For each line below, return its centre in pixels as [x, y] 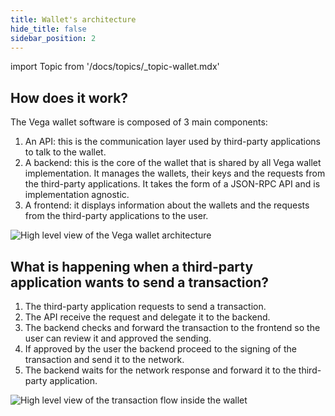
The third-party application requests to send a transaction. [145, 306]
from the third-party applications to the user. [116, 216]
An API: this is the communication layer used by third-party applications [172, 142]
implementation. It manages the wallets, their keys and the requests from [175, 173]
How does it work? [69, 97]
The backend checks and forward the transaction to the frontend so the [172, 327]
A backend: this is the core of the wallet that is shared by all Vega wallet [173, 163]
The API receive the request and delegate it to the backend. [147, 317]
